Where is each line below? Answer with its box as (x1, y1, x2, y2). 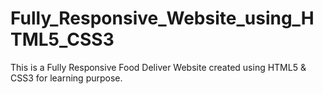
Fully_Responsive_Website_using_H (10, 7, 315, 30)
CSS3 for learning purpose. (10, 72, 123, 84)
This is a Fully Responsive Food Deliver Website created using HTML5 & (10, 61, 307, 73)
